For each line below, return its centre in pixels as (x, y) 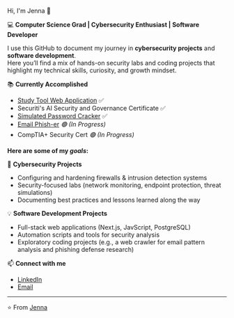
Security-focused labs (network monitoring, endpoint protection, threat (119, 185)
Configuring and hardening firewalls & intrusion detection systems (112, 178)
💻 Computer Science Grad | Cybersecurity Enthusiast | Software (103, 25)
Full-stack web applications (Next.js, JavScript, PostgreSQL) (104, 227)
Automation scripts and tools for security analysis (88, 234)
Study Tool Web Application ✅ (61, 100)
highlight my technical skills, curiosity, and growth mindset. (92, 70)
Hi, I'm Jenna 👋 (29, 11)
